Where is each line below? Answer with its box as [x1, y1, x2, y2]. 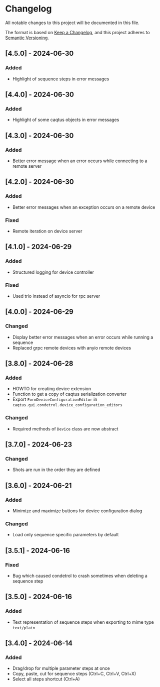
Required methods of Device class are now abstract [12, 425, 118, 432]
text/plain [12, 625, 35, 630]
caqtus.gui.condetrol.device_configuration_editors [12, 403, 122, 408]
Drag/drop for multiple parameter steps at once [12, 665, 110, 671]
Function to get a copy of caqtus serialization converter [12, 391, 127, 397]
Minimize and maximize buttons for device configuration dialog [12, 508, 142, 514]
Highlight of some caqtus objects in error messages [12, 117, 119, 123]
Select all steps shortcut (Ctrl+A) [12, 676, 80, 682]
